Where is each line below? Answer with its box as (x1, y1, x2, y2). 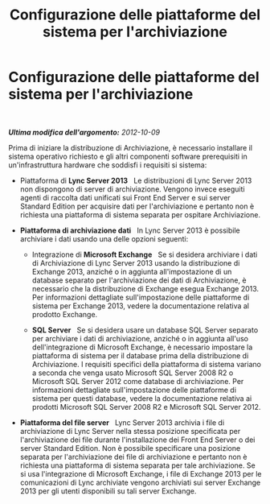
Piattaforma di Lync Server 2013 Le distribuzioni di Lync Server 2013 (19, 176, 252, 185)
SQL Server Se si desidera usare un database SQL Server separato (31, 324, 259, 335)
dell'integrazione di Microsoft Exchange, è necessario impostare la (31, 342, 253, 352)
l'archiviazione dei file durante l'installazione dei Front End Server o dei (19, 435, 256, 444)
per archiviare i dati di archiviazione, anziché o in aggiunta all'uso (31, 333, 249, 343)
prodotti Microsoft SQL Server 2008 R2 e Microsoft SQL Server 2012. (31, 402, 261, 411)
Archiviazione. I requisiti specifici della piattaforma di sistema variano (31, 359, 261, 369)
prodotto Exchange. (31, 309, 98, 319)
